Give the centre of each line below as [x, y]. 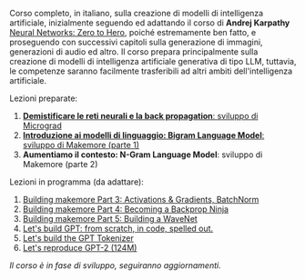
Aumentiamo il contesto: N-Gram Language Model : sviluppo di [142, 155]
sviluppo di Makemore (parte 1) [81, 145]
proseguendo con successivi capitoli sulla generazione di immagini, [136, 42]
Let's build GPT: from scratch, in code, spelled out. [118, 228]
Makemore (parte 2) [60, 164]
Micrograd [42, 125]
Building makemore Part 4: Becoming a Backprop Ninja [126, 209]
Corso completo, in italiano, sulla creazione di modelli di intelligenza [137, 13]
